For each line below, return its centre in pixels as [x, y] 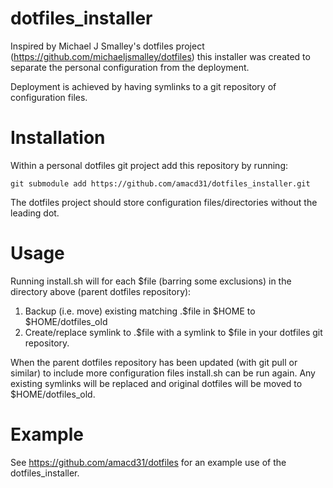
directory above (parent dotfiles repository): [101, 291]
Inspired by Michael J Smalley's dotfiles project [107, 46]
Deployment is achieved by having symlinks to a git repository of [143, 86]
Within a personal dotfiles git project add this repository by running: [149, 165]
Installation [58, 138]
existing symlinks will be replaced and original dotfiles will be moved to [156, 383]
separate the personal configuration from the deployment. [130, 67]
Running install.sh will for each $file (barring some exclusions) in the [151, 281]
